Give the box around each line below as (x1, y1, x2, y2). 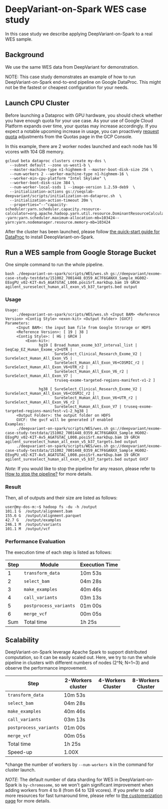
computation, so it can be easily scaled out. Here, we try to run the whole (5, 655, 156, 661)
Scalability (5, 635, 39, 644)
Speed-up (7, 749, 32, 756)
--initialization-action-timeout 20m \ (9, 198, 93, 203)
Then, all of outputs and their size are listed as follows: (5, 495, 117, 501)
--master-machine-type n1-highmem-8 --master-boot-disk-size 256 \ (9, 167, 153, 172)
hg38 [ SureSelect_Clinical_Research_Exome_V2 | (38, 386, 142, 392)
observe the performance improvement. (5, 665, 87, 671)
